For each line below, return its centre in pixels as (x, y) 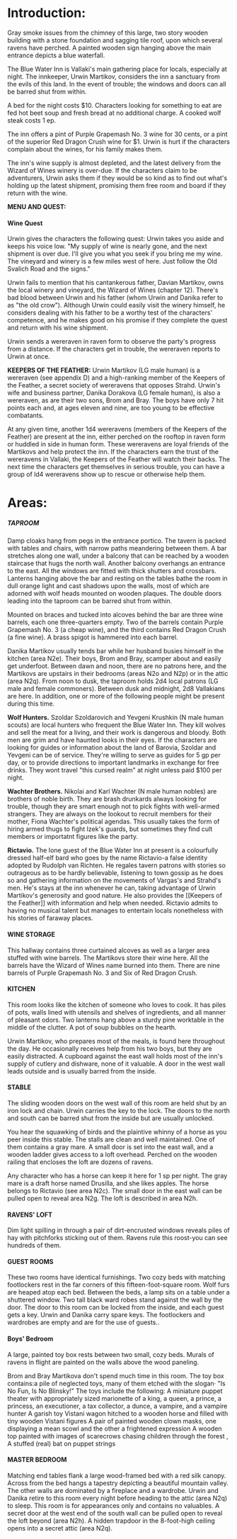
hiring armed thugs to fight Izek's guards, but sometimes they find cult (110, 829)
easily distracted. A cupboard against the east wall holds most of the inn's (115, 1056)
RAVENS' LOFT (30, 1214)
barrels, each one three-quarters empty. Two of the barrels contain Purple (116, 622)
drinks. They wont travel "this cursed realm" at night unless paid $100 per (115, 770)
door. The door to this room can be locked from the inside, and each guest (116, 1307)
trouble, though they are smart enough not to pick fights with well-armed (114, 806)
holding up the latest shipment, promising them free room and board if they (117, 185)
